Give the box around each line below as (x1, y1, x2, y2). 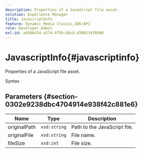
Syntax (5, 78, 20, 84)
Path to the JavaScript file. (71, 123, 133, 130)
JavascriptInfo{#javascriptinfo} (5, 52, 140, 63)
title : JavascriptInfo (5, 16, 52, 21)
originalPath (7, 123, 36, 130)
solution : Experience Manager (5, 12, 68, 17)
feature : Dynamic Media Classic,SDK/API (5, 21, 91, 26)
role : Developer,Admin (5, 26, 52, 31)
